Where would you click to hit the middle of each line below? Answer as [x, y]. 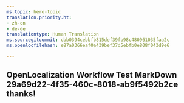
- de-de [16, 29]
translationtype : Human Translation [53, 34]
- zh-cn [16, 23]
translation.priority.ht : [39, 17]
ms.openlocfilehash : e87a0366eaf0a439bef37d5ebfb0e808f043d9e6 [88, 46]
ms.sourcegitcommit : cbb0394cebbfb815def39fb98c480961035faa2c [88, 40]
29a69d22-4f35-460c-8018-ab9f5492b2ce [92, 85]
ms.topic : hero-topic [34, 12]
